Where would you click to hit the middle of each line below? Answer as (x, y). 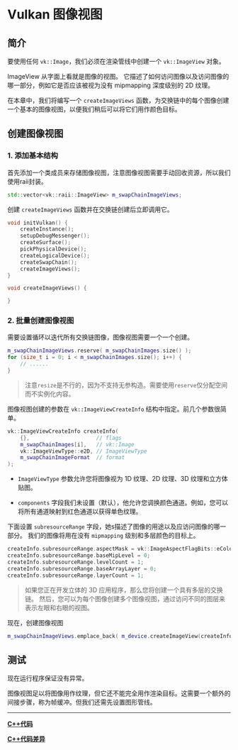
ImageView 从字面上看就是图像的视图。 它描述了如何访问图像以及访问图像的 (118, 76)
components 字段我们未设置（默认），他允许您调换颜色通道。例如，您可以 (123, 503)
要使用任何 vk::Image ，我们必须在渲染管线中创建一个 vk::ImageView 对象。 (116, 61)
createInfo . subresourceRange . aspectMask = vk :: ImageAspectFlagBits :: (112, 549)
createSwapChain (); (49, 262)
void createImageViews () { (47, 288)
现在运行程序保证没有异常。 (48, 678)
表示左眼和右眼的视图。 (59, 607)
